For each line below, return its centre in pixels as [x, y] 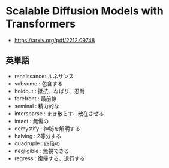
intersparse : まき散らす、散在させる [59, 113]
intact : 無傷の [31, 121]
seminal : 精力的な [37, 106]
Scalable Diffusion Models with [85, 11]
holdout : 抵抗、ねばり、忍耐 [49, 91]
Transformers [41, 24]
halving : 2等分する [37, 136]
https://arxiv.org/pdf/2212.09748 [55, 40]
